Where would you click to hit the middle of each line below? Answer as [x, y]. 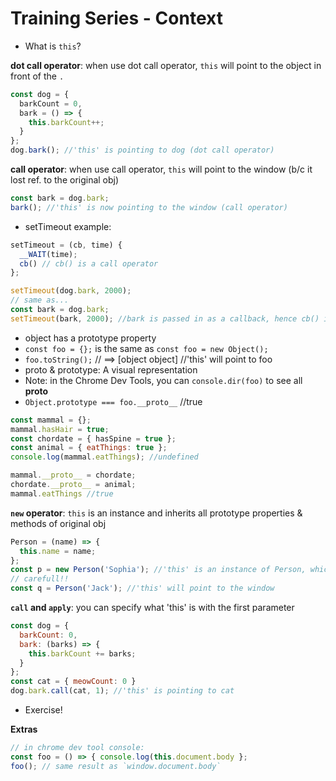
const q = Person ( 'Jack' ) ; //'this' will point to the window [142, 588]
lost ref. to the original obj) [65, 180]
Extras [24, 729]
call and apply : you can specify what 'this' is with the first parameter [152, 608]
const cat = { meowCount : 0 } [73, 682]
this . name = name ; [58, 551]
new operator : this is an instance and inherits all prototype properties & [156, 513]
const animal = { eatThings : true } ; [89, 448]
